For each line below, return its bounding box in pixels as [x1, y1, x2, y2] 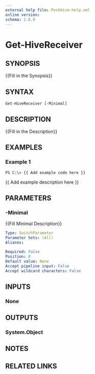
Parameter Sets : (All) [5, 235, 54, 240]
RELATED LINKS [5, 362, 57, 370]
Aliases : [5, 240, 24, 245]
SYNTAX [5, 87, 34, 96]
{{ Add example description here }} [5, 179, 79, 185]
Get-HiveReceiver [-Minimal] [5, 101, 67, 106]
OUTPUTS [5, 313, 38, 322]
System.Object [5, 329, 43, 336]
